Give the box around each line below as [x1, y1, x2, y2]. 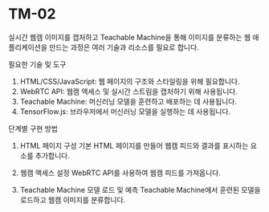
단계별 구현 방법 [8, 124, 59, 133]
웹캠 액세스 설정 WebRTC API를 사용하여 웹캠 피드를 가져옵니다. [19, 168, 221, 177]
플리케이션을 [8, 42, 48, 52]
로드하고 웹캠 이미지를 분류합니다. [19, 194, 126, 205]
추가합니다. [35, 150, 70, 161]
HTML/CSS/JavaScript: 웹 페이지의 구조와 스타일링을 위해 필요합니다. [19, 76, 240, 86]
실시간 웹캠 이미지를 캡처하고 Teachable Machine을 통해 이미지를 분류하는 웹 [8, 32, 251, 42]
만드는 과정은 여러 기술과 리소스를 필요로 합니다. [49, 42, 199, 52]
